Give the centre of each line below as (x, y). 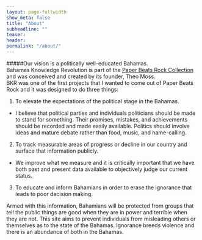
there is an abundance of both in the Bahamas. (65, 231)
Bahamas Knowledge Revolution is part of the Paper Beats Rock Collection (100, 70)
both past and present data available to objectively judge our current (101, 169)
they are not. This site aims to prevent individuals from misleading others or (101, 219)
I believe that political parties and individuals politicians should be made (105, 113)
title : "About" (26, 23)
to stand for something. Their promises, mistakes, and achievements (101, 119)
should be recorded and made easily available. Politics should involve (103, 126)
